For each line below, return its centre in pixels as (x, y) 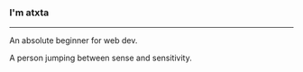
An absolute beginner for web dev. (73, 40)
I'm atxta (29, 13)
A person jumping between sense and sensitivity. (101, 58)
